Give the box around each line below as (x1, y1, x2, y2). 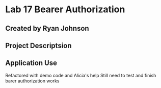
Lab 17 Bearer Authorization (5, 4, 125, 15)
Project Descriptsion (5, 41, 72, 50)
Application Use (5, 59, 58, 68)
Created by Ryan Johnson (5, 24, 89, 33)
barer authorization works (5, 78, 60, 84)
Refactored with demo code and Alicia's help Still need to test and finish (5, 72, 156, 78)
